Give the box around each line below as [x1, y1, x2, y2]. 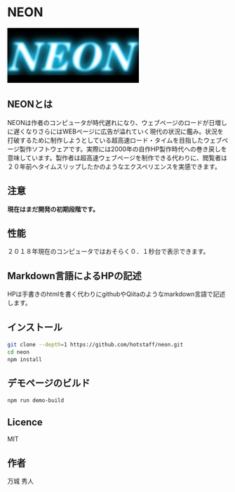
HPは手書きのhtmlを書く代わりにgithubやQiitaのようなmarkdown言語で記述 [7, 290, 226, 299]
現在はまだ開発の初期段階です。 [7, 205, 100, 213]
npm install [7, 356, 42, 363]
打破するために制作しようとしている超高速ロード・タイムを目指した [7, 136, 204, 144]
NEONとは [7, 98, 53, 110]
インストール [7, 321, 63, 333]
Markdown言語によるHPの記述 [7, 270, 142, 282]
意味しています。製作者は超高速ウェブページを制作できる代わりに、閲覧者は [7, 153, 228, 162]
